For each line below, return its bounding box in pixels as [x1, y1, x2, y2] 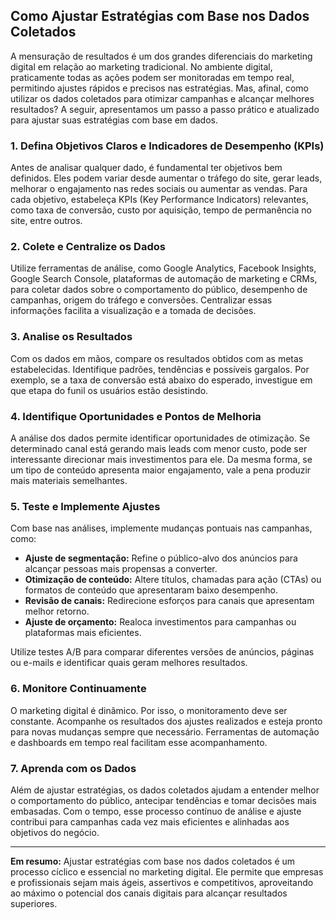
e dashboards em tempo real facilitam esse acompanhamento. [10, 736, 268, 748]
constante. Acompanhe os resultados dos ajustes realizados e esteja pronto [10, 715, 323, 727]
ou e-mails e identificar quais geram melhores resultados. [10, 657, 248, 669]
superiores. [10, 897, 58, 909]
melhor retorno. [24, 605, 90, 618]
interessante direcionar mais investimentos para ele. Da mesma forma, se [10, 454, 313, 465]
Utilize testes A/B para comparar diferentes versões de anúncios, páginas [10, 646, 315, 658]
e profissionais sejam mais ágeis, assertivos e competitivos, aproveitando [10, 876, 314, 888]
